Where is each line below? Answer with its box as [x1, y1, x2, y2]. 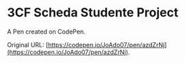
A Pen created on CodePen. [7, 27, 86, 36]
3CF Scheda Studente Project [7, 5, 179, 21]
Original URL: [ [7, 40, 49, 49]
